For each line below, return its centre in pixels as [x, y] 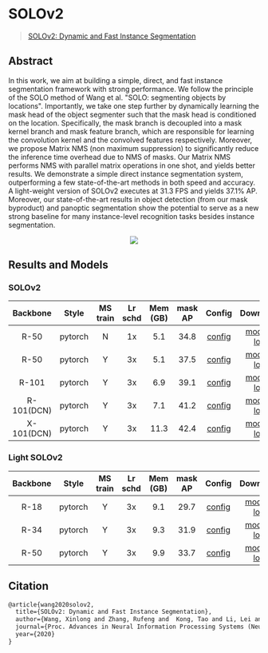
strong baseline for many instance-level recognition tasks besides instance [132, 216]
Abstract [31, 61]
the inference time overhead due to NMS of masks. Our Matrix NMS [120, 157]
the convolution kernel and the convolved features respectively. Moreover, [130, 140]
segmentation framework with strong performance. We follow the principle [131, 89]
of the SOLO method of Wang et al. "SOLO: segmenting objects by [117, 98]
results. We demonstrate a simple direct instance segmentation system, [126, 173]
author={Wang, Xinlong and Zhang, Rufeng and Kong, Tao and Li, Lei [133, 619]
